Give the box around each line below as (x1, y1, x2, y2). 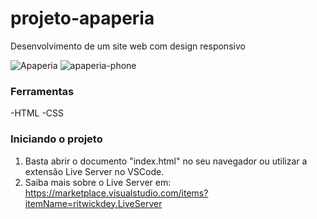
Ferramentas (10, 84, 75, 98)
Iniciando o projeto (10, 132, 103, 146)
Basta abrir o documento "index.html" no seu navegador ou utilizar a (24, 155, 308, 167)
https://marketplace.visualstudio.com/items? (24, 187, 209, 199)
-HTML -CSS (10, 107, 65, 119)
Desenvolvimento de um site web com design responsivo (10, 40, 246, 52)
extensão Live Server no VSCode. (24, 165, 165, 177)
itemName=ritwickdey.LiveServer (24, 197, 163, 209)
